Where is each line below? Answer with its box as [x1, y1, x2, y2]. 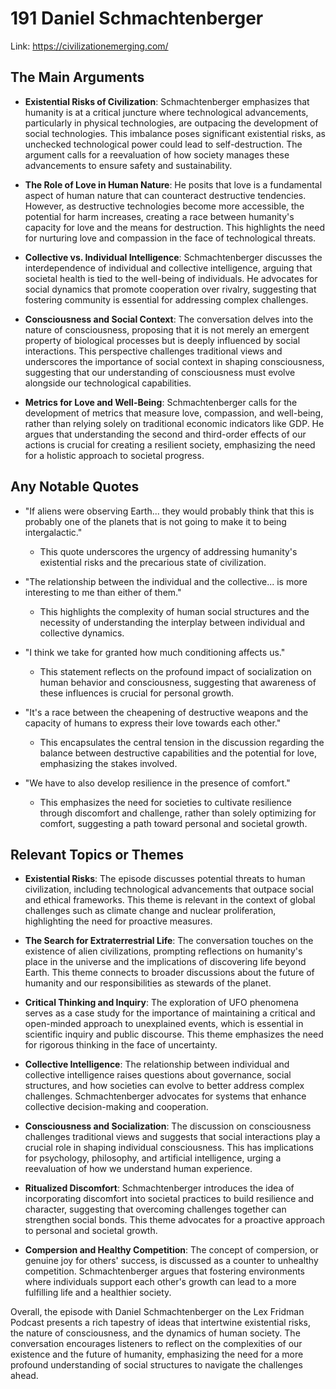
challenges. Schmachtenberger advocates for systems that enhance [24, 1090, 307, 1102]
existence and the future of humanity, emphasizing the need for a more [10, 1348, 304, 1361]
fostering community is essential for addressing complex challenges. [24, 293, 309, 306]
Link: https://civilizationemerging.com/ [10, 40, 169, 52]
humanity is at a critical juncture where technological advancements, [24, 106, 309, 118]
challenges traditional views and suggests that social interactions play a [24, 1131, 321, 1143]
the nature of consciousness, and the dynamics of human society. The [10, 1327, 301, 1339]
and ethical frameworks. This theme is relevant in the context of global [24, 894, 316, 906]
